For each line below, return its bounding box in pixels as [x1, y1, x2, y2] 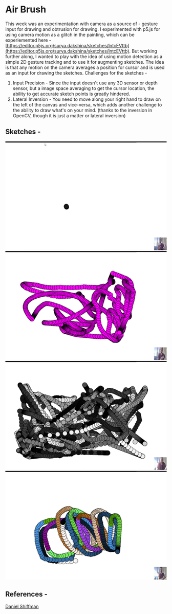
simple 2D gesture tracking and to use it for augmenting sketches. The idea [5, 59, 164, 65]
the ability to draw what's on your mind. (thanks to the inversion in [12, 107, 153, 113]
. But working [129, 48, 158, 54]
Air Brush [5, 4, 47, 15]
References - [5, 590, 48, 599]
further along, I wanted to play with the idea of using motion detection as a [5, 53, 163, 60]
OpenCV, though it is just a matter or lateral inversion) [12, 112, 126, 119]
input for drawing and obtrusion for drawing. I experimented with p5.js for [5, 26, 160, 32]
